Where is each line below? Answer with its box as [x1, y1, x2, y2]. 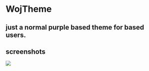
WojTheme [5, 3, 52, 15]
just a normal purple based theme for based [5, 23, 145, 32]
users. [5, 31, 26, 39]
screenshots [5, 47, 46, 56]
